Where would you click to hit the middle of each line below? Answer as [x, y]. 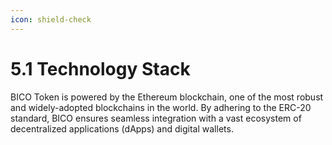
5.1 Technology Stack [100, 68]
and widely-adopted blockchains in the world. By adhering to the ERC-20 [161, 107]
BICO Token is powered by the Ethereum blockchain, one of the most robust [167, 97]
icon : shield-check [51, 19]
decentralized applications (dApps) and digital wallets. [122, 128]
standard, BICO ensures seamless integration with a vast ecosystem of [156, 118]
